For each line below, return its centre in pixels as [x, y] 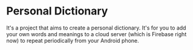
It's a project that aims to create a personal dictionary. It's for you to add [96, 28]
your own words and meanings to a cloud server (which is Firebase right [97, 34]
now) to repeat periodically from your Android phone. [73, 40]
